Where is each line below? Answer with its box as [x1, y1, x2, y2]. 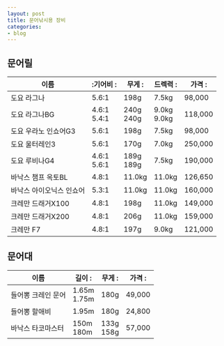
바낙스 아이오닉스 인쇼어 [10, 186, 86, 195]
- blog [7, 29, 26, 37]
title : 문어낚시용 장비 [7, 17, 66, 24]
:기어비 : [91, 80, 117, 89]
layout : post [7, 10, 45, 17]
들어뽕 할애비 [10, 306, 51, 316]
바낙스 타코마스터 [10, 323, 65, 333]
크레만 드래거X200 [10, 212, 70, 222]
